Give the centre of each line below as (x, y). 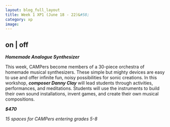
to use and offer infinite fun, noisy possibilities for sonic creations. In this (81, 78)
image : (12, 24)
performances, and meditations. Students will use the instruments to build (82, 88)
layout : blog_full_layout (32, 10)
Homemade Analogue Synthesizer (42, 57)
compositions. (20, 99)
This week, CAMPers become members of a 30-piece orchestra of (75, 67)
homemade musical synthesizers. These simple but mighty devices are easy (85, 72)
